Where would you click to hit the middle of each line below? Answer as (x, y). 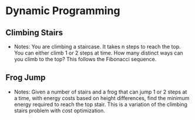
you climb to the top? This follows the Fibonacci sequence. (85, 59)
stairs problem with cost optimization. (59, 111)
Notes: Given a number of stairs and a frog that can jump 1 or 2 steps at (100, 92)
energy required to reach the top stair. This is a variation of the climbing (100, 104)
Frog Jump (26, 78)
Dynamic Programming (63, 11)
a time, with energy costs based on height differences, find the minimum (102, 98)
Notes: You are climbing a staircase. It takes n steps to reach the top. (97, 46)
